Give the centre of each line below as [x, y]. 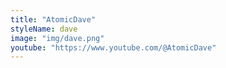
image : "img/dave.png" [57, 38]
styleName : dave [44, 29]
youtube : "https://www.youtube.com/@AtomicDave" [113, 47]
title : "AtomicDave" [53, 19]
